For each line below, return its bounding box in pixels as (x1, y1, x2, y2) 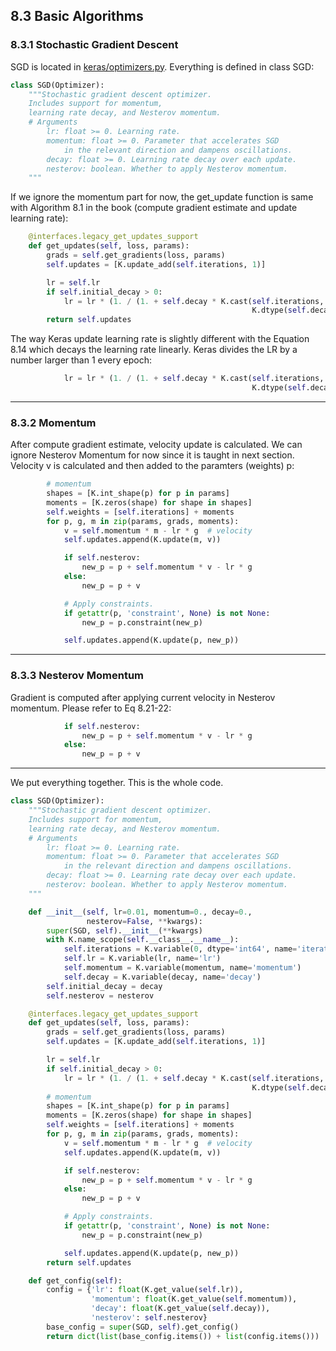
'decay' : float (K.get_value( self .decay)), (90, 1304, 271, 1314)
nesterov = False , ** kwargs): (86, 916, 203, 926)
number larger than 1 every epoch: (10, 354, 152, 366)
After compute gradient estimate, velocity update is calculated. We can (10, 439, 303, 451)
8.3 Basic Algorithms (10, 8, 144, 25)
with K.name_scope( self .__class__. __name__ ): (46, 935, 240, 945)
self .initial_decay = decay (46, 981, 163, 991)
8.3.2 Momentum (10, 415, 97, 429)
